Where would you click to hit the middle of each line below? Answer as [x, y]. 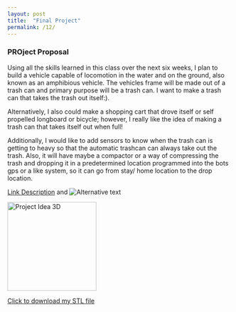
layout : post [27, 14]
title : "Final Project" [44, 21]
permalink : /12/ [31, 27]
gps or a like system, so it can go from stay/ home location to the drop [110, 171]
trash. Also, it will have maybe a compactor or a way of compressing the [113, 155]
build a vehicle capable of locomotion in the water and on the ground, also [116, 75]
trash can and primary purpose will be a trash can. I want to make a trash [114, 90]
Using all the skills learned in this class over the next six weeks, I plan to [113, 68]
